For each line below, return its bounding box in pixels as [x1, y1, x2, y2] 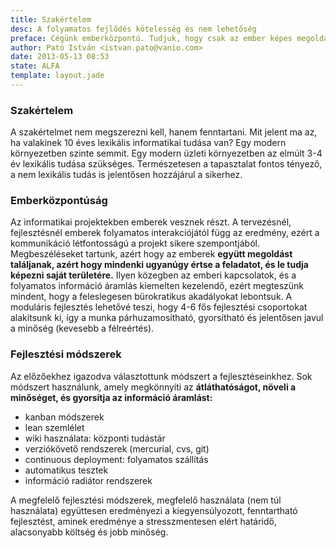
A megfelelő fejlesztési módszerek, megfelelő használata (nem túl [10, 494, 282, 506]
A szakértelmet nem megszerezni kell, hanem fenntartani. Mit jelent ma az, [10, 126, 318, 138]
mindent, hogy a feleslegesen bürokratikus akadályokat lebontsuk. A [10, 291, 293, 303]
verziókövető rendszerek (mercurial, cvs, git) [24, 442, 210, 455]
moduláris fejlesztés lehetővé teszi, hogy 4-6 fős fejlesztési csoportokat [10, 301, 308, 313]
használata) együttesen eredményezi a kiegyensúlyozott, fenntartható [10, 504, 298, 516]
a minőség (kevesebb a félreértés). [10, 322, 155, 335]
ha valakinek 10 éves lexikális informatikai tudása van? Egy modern [10, 137, 287, 149]
